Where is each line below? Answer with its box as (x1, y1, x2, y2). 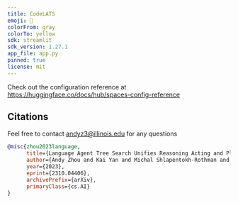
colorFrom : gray (7, 23, 55, 31)
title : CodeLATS (7, 10, 55, 18)
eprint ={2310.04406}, (25, 170, 91, 177)
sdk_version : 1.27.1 (7, 43, 69, 50)
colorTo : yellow (7, 30, 55, 38)
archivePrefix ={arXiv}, (25, 176, 97, 183)
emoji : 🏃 (7, 17, 33, 24)
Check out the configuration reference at (7, 82, 127, 91)
